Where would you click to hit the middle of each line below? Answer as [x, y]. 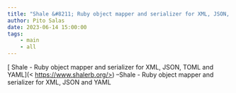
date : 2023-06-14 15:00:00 [47, 27]
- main [30, 40]
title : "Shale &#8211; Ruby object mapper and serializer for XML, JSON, [119, 14]
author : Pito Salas [36, 21]
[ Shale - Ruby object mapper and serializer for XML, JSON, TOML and [111, 67]
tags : [15, 34]
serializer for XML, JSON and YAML [59, 82]
